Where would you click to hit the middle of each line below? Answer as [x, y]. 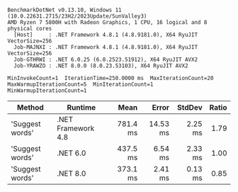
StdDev [190, 107]
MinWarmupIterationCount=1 [47, 91]
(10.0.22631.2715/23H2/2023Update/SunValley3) [77, 16]
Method [30, 107]
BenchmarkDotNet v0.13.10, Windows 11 [64, 10]
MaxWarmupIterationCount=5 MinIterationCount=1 [80, 84]
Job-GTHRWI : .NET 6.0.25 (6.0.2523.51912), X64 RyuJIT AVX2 [106, 60]
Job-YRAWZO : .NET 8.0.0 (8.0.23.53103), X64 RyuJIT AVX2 [101, 66]
